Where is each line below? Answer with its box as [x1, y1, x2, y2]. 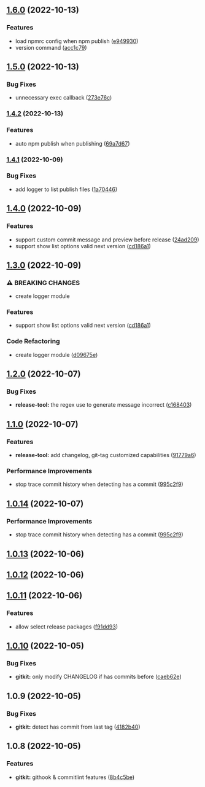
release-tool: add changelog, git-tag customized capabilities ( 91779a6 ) [15, 452, 196, 459]
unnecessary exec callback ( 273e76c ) [15, 94, 112, 101]
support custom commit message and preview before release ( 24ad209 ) [15, 236, 199, 243]
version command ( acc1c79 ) [15, 44, 87, 51]
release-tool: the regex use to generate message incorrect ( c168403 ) [15, 401, 192, 409]
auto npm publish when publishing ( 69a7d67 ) [15, 139, 130, 147]
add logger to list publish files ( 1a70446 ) [15, 186, 118, 193]
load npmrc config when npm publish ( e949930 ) [15, 37, 139, 45]
